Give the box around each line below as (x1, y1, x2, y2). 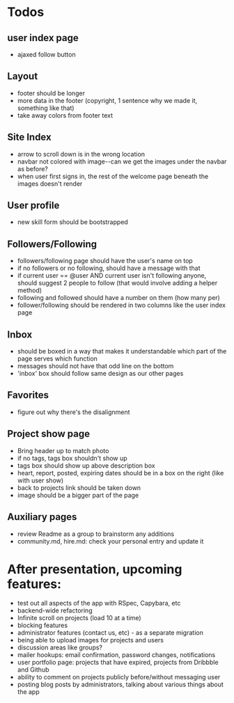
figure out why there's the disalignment (17, 408, 130, 416)
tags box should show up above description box (17, 461, 155, 470)
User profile (7, 200, 60, 212)
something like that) (17, 104, 75, 112)
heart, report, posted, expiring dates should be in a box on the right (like (17, 468, 224, 477)
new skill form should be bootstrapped (17, 218, 129, 226)
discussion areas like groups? (17, 643, 103, 651)
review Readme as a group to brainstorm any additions (17, 530, 175, 538)
